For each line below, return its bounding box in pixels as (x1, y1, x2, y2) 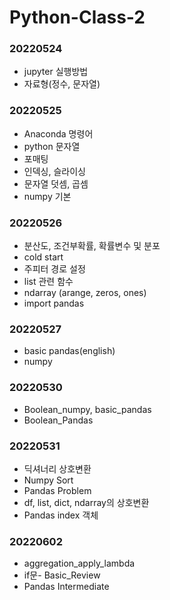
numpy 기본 (23, 190, 72, 202)
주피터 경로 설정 (23, 263, 86, 275)
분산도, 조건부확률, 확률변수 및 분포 (23, 240, 161, 252)
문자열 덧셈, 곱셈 (23, 177, 89, 190)
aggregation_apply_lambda (23, 557, 136, 570)
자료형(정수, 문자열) (23, 78, 101, 90)
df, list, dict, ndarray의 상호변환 (23, 496, 150, 508)
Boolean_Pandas (23, 414, 94, 426)
